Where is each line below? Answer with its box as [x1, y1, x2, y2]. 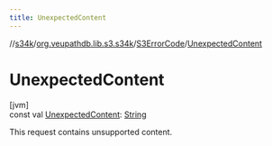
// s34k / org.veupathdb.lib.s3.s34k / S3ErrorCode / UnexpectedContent [9, 38, 263, 49]
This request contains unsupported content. [9, 126, 173, 137]
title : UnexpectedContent [9, 13, 106, 23]
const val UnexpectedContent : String [9, 109, 147, 120]
